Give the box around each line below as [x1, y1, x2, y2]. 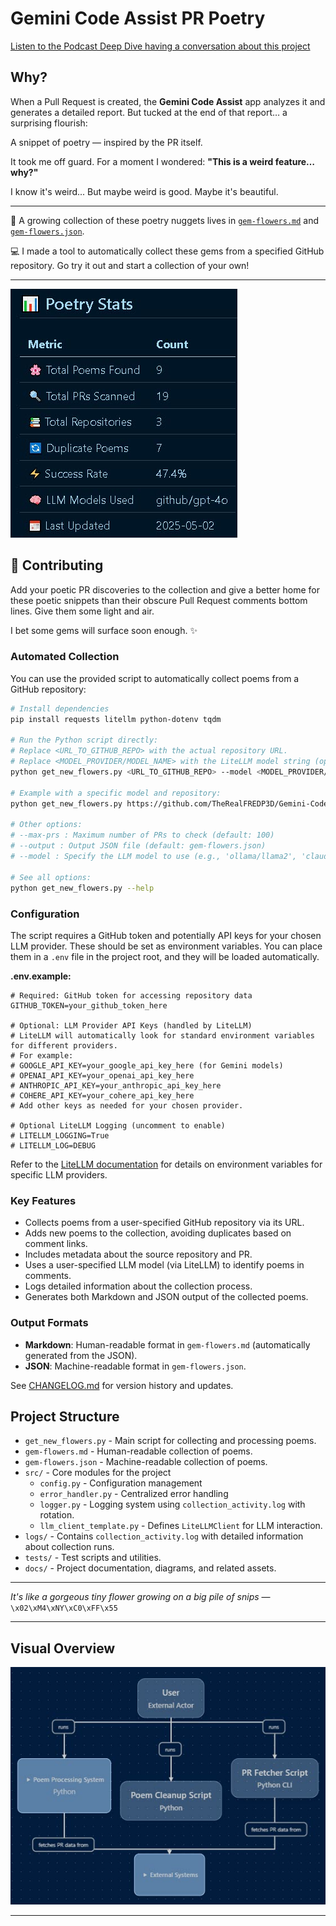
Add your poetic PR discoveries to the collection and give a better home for [10, 583, 321, 596]
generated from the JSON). [24, 1349, 138, 1361]
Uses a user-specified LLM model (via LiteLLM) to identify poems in [24, 1259, 305, 1271]
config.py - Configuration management [39, 1477, 203, 1489]
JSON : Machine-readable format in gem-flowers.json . [24, 1360, 247, 1372]
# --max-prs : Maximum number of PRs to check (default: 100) [10, 830, 275, 841]
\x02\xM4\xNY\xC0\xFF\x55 [10, 1603, 118, 1614]
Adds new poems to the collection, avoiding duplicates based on [24, 1227, 292, 1239]
